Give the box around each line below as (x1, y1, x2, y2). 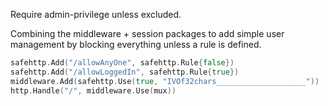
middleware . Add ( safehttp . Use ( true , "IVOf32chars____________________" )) (10, 76, 320, 86)
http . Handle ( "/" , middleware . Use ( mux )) (10, 85, 177, 96)
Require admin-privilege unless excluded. (10, 9, 182, 20)
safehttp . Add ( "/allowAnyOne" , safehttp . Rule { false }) (10, 58, 235, 68)
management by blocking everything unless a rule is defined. (10, 39, 262, 50)
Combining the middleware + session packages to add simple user (10, 28, 285, 39)
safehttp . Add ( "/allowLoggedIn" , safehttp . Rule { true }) (10, 67, 240, 77)
